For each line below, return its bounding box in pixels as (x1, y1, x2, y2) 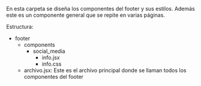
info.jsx (41, 54, 60, 61)
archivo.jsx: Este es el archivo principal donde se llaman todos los (23, 67, 187, 74)
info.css (41, 60, 62, 67)
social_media (32, 48, 65, 55)
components (23, 41, 55, 48)
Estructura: (6, 23, 34, 30)
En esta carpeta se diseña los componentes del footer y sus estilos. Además (6, 5, 195, 12)
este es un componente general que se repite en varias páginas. (6, 11, 165, 19)
